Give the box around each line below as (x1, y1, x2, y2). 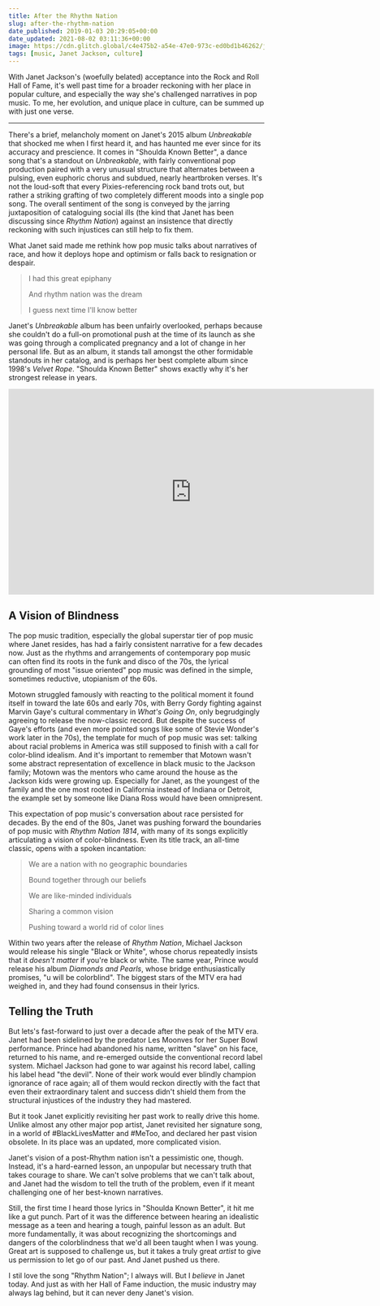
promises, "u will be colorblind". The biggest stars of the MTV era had (8, 972, 242, 982)
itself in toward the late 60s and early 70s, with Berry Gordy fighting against (8, 698, 262, 708)
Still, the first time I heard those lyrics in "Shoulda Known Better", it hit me (8, 1203, 254, 1213)
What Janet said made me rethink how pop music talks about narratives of (8, 241, 257, 250)
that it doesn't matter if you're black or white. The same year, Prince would (8, 955, 258, 965)
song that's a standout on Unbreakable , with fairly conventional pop (8, 156, 236, 165)
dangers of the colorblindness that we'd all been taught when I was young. (8, 1237, 258, 1247)
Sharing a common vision (28, 906, 114, 916)
